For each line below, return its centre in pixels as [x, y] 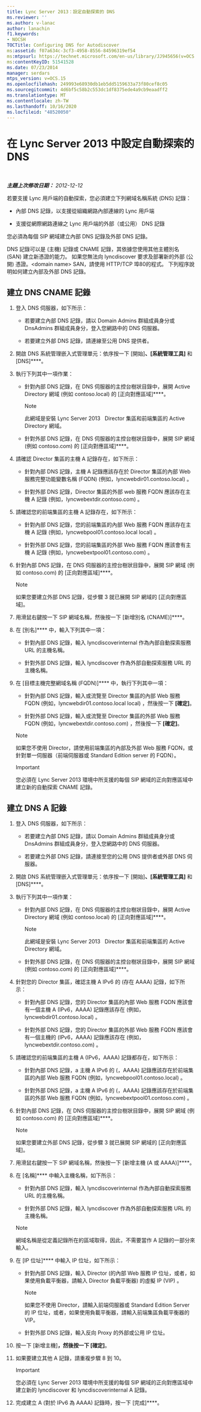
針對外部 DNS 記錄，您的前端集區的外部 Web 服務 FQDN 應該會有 [105, 545]
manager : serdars [28, 73]
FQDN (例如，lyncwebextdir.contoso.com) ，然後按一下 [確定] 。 [103, 724]
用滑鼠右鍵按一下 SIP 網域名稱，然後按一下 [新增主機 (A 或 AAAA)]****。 [105, 1162]
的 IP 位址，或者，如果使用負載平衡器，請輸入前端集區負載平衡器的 [107, 1312]
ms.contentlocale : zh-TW [38, 101]
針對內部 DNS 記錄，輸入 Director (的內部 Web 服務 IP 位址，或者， [107, 1273]
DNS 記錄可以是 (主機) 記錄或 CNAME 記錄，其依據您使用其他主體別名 [93, 249]
